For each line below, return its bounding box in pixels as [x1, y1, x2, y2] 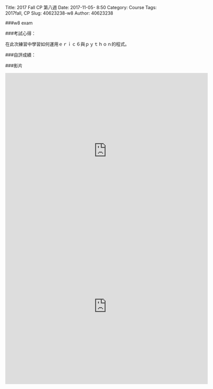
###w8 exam [5, 20, 33, 26]
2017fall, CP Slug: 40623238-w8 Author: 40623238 [5, 10, 113, 16]
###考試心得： [5, 30, 36, 36]
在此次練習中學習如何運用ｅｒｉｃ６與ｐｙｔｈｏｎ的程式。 [5, 41, 130, 47]
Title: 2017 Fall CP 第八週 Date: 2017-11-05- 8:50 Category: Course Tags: [5, 5, 157, 10]
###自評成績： [5, 52, 36, 58]
